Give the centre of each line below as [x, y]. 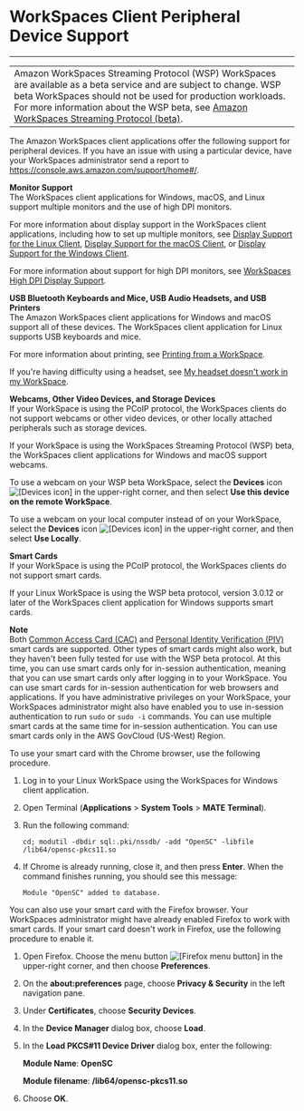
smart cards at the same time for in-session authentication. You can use [143, 726]
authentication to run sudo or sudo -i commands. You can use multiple [140, 716]
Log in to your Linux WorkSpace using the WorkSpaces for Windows [150, 780]
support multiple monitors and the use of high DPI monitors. [121, 207]
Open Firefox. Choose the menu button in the [152, 956]
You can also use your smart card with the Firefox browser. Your [129, 910]
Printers [25, 307]
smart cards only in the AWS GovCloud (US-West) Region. [118, 736]
